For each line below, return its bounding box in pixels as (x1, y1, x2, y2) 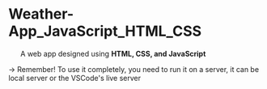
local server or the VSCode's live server (8, 73, 142, 83)
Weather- (8, 5, 74, 23)
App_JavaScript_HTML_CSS (8, 22, 202, 40)
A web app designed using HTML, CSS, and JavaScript (19, 49, 206, 58)
